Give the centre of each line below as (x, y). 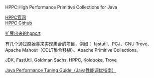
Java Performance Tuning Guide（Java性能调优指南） (61, 70)
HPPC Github (19, 23)
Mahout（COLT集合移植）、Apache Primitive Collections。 (81, 50)
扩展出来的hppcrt (23, 33)
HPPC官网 (16, 17)
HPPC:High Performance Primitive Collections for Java (61, 7)
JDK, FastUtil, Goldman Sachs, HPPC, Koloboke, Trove (61, 60)
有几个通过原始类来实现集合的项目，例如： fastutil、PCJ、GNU (70, 44)
